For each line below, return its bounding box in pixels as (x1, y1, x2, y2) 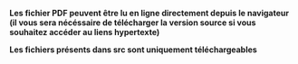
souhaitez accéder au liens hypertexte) (9, 27, 160, 37)
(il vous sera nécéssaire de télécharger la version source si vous (9, 17, 256, 28)
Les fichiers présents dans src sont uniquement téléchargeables (9, 44, 258, 55)
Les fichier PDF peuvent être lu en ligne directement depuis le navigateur (9, 8, 290, 18)
